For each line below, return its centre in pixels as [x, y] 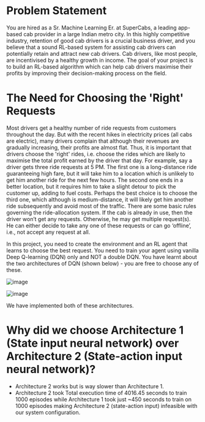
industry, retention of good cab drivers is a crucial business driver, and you [101, 40]
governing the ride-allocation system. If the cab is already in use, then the [99, 213]
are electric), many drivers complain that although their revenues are [93, 141]
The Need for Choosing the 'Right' [95, 98]
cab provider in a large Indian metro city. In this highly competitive [106, 34]
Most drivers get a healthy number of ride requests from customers [91, 128]
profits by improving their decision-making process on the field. [87, 73]
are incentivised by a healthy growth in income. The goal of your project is [100, 60]
